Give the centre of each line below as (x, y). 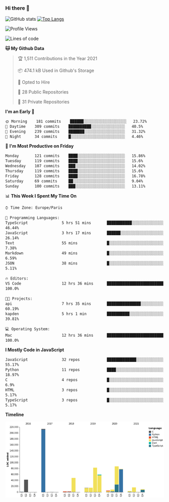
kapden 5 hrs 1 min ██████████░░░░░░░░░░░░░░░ (84, 314)
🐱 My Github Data (25, 49)
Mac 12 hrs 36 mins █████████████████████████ (84, 336)
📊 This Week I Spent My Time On (41, 196)
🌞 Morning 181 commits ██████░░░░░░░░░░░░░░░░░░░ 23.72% (76, 122)
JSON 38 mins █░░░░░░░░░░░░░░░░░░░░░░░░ (84, 263)
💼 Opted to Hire (34, 82)
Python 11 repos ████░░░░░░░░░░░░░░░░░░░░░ (84, 370)
